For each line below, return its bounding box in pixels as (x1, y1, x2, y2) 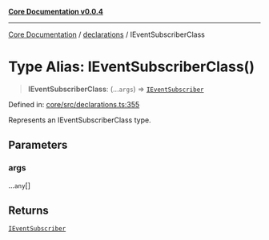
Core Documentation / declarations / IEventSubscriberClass (8, 30, 206, 39)
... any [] (8, 180, 30, 190)
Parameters (8, 138, 68, 152)
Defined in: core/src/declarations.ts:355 (8, 99, 140, 109)
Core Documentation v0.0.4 (8, 7, 104, 16)
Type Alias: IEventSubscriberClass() (8, 58, 255, 76)
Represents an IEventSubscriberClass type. (8, 115, 151, 125)
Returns (8, 204, 50, 218)
